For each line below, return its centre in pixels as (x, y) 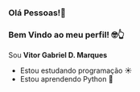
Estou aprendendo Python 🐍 (67, 79)
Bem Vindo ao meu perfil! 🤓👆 (66, 34)
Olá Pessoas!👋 (37, 13)
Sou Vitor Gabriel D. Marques (58, 55)
